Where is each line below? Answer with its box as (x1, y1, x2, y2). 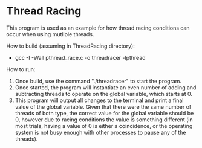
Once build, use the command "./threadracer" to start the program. (15, 77, 182, 85)
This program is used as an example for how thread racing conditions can (6, 24, 190, 31)
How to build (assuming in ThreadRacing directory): (6, 42, 135, 50)
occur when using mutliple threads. (6, 30, 94, 37)
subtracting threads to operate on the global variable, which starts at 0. (15, 90, 192, 97)
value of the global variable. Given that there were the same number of (15, 103, 192, 110)
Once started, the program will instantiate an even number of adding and (15, 83, 197, 91)
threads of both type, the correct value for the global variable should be (15, 109, 194, 117)
